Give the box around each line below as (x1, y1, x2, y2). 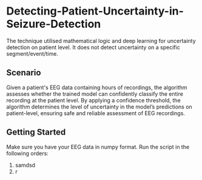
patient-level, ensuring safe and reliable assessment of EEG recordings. (6, 109, 185, 116)
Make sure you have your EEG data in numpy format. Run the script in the (6, 143, 190, 150)
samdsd (15, 161, 35, 168)
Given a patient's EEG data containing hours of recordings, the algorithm (6, 84, 187, 91)
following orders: (6, 150, 49, 157)
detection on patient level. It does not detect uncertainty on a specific (6, 44, 180, 51)
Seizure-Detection (6, 17, 101, 31)
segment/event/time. (6, 50, 59, 57)
